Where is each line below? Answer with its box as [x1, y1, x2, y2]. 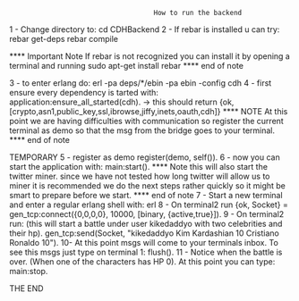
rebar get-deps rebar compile [9, 34, 119, 44]
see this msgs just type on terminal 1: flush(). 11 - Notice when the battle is [9, 247, 283, 257]
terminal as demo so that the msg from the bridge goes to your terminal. [9, 125, 276, 136]
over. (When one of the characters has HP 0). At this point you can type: [9, 256, 276, 267]
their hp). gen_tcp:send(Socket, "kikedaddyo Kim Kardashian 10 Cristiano [9, 228, 279, 238]
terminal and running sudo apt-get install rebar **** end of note [9, 61, 244, 71]
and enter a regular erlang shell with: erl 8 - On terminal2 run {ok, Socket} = [9, 199, 289, 210]
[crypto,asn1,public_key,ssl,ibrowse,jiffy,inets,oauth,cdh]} [9, 106, 221, 116]
